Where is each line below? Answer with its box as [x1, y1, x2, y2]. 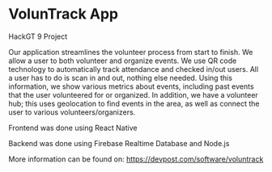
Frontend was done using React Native [8, 123, 138, 132]
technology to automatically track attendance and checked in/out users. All [8, 64, 259, 73]
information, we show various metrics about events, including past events [8, 82, 254, 91]
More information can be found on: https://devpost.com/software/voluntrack [8, 154, 264, 164]
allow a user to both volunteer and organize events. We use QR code [8, 56, 237, 65]
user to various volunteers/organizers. [8, 107, 136, 117]
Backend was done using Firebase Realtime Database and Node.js [8, 138, 230, 148]
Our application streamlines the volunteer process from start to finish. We [8, 47, 253, 57]
